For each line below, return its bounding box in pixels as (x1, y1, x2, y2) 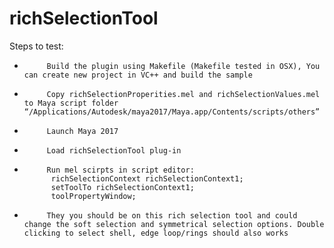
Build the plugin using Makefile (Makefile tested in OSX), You (46, 61, 321, 71)
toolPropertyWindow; (50, 191, 137, 201)
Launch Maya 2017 (46, 126, 119, 136)
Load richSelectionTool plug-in (46, 145, 182, 156)
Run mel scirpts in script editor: (46, 165, 195, 175)
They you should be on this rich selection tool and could (46, 210, 298, 221)
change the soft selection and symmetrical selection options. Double (23, 219, 325, 229)
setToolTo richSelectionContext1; (50, 182, 195, 192)
